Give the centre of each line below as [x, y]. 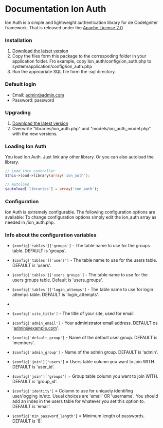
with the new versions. [35, 134]
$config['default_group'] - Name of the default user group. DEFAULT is [85, 338]
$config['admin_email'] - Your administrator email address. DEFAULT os [85, 323]
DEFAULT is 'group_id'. [35, 382]
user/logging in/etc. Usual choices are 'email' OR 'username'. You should [85, 396]
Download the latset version [40, 51]
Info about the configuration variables [51, 235]
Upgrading [18, 113]
